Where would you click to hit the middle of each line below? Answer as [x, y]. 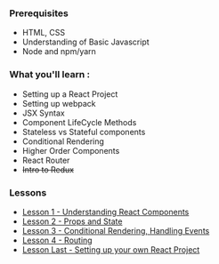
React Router [46, 160]
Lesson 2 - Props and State [72, 221]
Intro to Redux [48, 169]
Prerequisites [39, 13]
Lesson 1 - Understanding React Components [105, 212]
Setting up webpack [59, 103]
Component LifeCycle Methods [79, 122]
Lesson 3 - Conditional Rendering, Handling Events [116, 230]
